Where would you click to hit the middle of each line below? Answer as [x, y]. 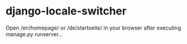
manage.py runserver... [35, 34]
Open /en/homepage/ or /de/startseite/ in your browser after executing [93, 28]
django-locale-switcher [66, 11]
